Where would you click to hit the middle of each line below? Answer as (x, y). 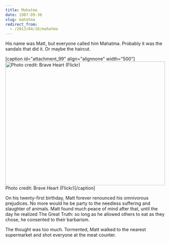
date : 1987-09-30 (24, 15)
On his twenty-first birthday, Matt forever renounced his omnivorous (77, 198)
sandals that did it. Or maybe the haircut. (48, 49)
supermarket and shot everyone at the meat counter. (61, 235)
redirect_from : (21, 24)
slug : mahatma (20, 19)
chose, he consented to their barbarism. (47, 220)
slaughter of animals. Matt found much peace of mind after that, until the (82, 209)
